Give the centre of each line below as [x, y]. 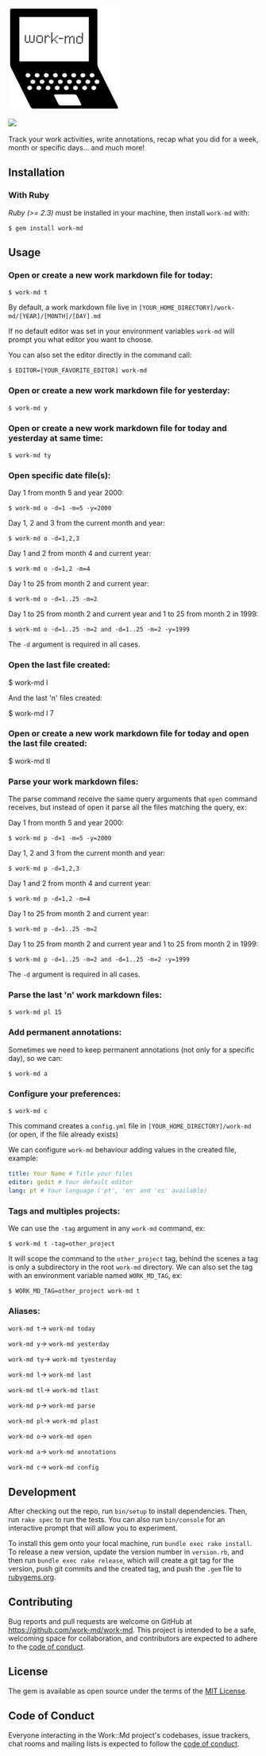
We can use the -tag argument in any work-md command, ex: [107, 1228]
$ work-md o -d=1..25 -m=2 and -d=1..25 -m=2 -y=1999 [99, 630]
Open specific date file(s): [60, 475]
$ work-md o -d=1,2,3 [44, 539]
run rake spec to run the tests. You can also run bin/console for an [117, 1520]
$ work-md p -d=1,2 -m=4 [49, 899]
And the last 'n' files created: [56, 697]
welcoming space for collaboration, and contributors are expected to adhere [133, 1638]
